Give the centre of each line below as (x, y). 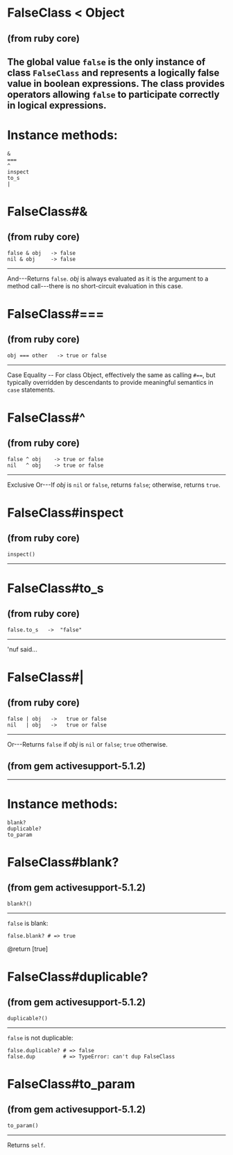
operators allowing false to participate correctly (113, 94)
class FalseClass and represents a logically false (113, 73)
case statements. (31, 390)
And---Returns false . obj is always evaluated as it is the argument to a (108, 279)
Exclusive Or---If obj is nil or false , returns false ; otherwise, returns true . (114, 485)
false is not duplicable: (40, 1038)
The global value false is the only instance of (106, 61)
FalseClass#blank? (63, 862)
